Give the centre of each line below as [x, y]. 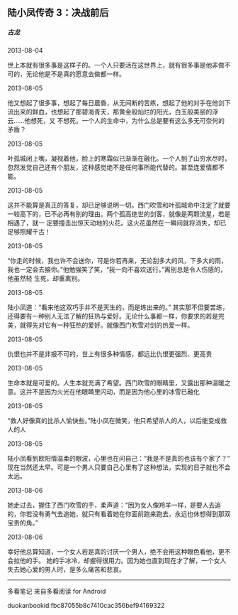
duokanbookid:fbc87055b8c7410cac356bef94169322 [86, 606]
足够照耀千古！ [29, 232]
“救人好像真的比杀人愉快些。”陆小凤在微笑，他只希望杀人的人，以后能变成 [114, 421]
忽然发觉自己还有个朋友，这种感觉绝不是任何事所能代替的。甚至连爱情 [110, 167]
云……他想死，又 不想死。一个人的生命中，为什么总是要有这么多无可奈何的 [116, 121]
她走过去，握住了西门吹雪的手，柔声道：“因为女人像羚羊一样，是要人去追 [114, 505]
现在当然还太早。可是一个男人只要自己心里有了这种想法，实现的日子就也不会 [119, 467]
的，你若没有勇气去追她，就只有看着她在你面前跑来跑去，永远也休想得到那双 [119, 514]
